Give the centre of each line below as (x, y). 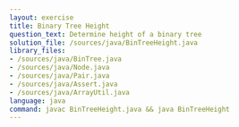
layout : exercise (42, 17)
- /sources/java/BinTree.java (66, 59)
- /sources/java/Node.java (60, 68)
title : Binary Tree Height (60, 26)
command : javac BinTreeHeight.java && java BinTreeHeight (119, 109)
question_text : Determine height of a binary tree (106, 34)
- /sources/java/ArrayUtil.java (69, 92)
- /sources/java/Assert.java (64, 84)
